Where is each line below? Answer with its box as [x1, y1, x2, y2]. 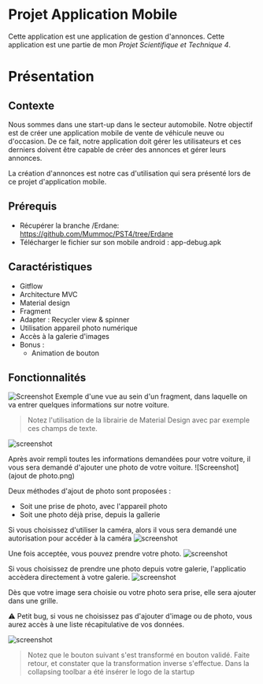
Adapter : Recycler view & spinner [19, 314, 130, 324]
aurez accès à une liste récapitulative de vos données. [8, 620, 185, 630]
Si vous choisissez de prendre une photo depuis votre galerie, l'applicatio [8, 564, 246, 574]
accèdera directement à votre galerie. [8, 573, 131, 582]
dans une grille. [8, 597, 59, 606]
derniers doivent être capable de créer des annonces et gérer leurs [8, 144, 227, 154]
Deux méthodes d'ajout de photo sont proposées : [8, 486, 172, 496]
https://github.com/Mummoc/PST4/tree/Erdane [19, 229, 173, 238]
